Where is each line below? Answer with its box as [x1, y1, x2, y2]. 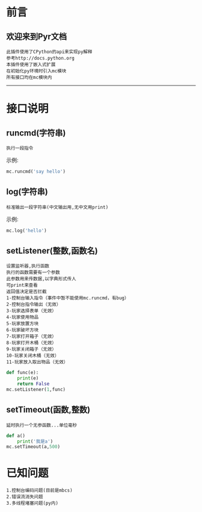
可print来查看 [6, 283, 38, 289]
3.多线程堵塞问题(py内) [6, 501, 59, 507]
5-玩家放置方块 [6, 320, 39, 327]
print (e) [17, 375, 39, 381]
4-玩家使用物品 [6, 314, 39, 320]
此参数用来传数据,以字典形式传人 [6, 276, 76, 282]
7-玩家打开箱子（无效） [6, 334, 57, 340]
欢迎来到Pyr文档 [6, 31, 67, 42]
